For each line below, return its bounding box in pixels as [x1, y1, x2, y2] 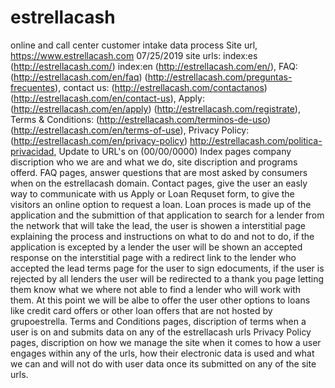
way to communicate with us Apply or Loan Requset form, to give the [10, 187, 295, 200]
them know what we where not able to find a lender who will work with [10, 283, 302, 295]
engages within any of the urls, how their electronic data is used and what [10, 347, 315, 359]
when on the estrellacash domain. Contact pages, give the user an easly [10, 177, 308, 189]
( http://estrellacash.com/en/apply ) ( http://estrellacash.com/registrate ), [10, 102, 301, 115]
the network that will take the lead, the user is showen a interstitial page [10, 219, 306, 231]
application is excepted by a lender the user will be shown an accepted [10, 241, 303, 253]
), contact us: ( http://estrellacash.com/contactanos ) [54, 81, 268, 93]
